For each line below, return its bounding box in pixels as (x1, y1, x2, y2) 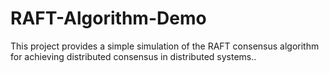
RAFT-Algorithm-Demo (10, 7, 207, 30)
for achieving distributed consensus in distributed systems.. (10, 50, 257, 62)
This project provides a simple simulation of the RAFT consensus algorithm (10, 40, 320, 52)
